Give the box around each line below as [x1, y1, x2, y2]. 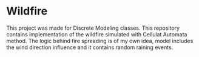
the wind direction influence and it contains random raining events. [6, 44, 174, 51]
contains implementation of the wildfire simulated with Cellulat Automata [6, 30, 187, 38]
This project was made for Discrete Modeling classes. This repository [6, 24, 180, 32]
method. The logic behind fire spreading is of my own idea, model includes [6, 37, 194, 44]
